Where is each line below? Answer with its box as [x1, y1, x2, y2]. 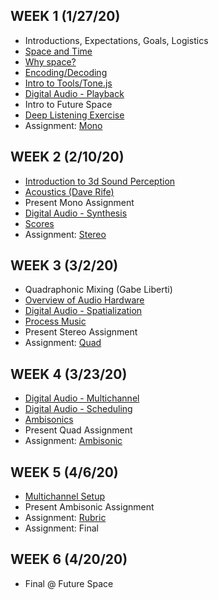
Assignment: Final [24, 522, 99, 534]
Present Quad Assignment [24, 424, 133, 436]
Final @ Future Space [24, 577, 114, 589]
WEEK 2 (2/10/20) [10, 149, 125, 166]
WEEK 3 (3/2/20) [10, 257, 119, 274]
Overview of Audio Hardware [24, 294, 145, 306]
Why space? [24, 55, 77, 68]
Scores [24, 217, 55, 229]
